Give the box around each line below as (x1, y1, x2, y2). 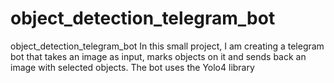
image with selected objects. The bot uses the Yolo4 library (10, 61, 255, 73)
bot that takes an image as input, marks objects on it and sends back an (10, 50, 307, 62)
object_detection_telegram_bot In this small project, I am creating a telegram (10, 40, 325, 52)
